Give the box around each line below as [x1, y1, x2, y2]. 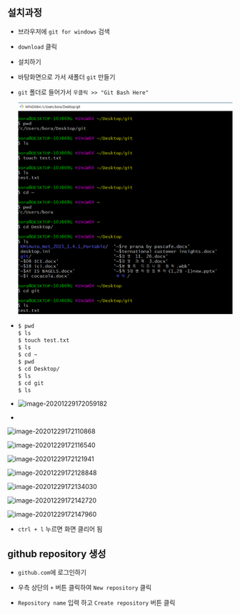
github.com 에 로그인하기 [17, 568, 87, 577]
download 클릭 [17, 42, 57, 51]
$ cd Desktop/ [17, 366, 60, 373]
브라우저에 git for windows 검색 [17, 27, 111, 36]
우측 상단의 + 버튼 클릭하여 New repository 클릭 [17, 583, 152, 592]
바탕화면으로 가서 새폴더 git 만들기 [17, 72, 116, 81]
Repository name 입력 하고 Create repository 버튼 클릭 [17, 598, 176, 607]
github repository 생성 [7, 548, 106, 560]
